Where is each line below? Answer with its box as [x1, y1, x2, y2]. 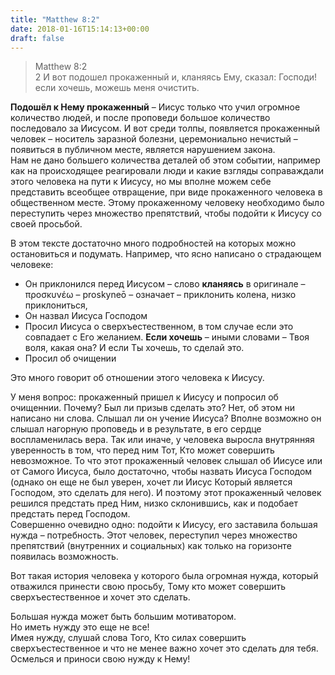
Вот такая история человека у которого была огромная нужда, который [10, 570, 319, 582]
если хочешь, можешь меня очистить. [34, 82, 200, 94]
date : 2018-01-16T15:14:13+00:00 [10, 24, 150, 34]
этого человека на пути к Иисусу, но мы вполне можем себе [10, 176, 272, 188]
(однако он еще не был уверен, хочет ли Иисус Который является [10, 476, 293, 488]
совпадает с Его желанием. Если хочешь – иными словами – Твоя [24, 331, 310, 343]
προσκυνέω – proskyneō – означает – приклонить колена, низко [24, 289, 297, 301]
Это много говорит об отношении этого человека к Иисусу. [10, 372, 265, 384]
